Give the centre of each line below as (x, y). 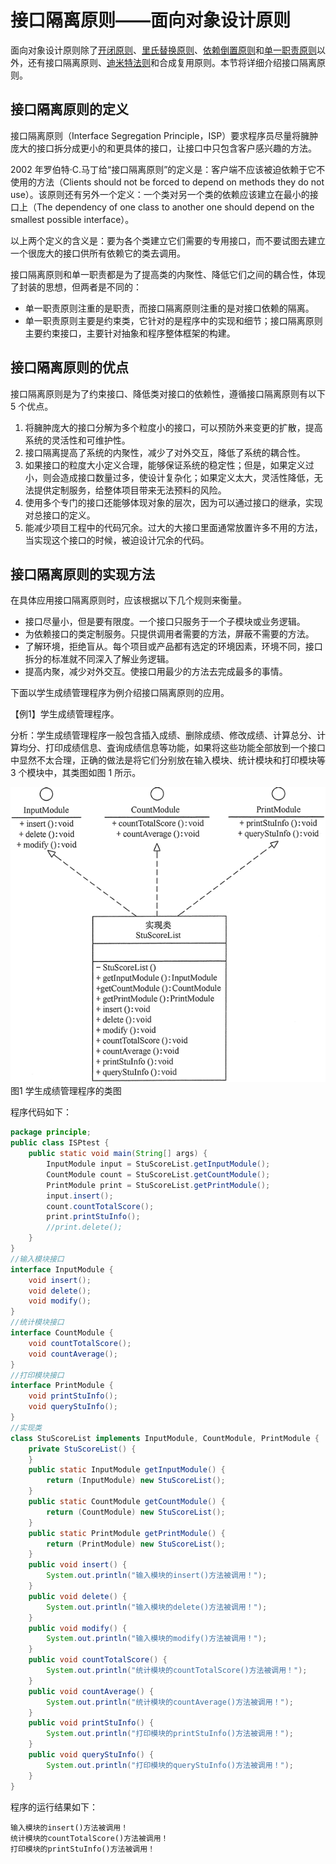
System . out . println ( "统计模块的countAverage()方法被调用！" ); (170, 1702)
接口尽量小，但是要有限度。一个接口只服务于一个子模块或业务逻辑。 (165, 622)
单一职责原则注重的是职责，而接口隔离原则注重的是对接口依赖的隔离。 (169, 308)
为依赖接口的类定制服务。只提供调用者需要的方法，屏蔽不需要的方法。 (169, 634)
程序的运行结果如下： (54, 1807)
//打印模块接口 (37, 1375)
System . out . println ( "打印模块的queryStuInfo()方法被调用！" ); (170, 1765)
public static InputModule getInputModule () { (127, 1470)
